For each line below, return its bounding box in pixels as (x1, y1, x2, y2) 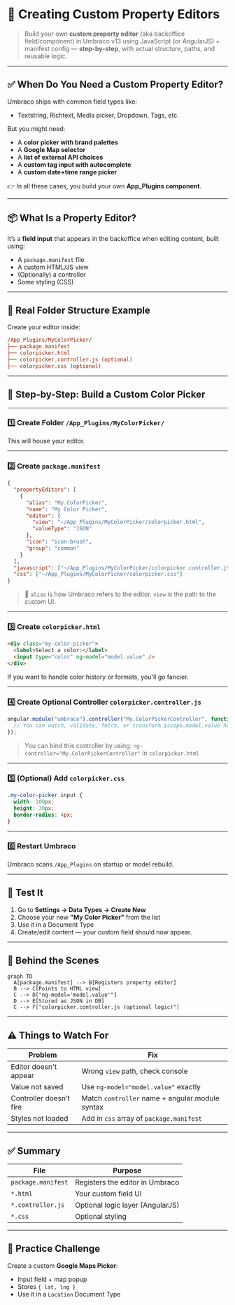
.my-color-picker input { (7, 792, 83, 799)
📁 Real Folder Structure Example (7, 304, 150, 316)
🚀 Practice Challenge (7, 1243, 100, 1255)
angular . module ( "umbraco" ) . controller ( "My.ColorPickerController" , (7, 716, 208, 723)
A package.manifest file (17, 255, 85, 263)
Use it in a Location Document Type (17, 1290, 121, 1298)
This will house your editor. (7, 436, 85, 445)
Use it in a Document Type (17, 920, 94, 929)
